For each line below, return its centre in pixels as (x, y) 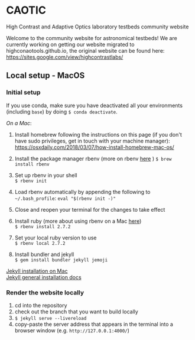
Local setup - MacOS (45, 75)
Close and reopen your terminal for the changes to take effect (90, 209)
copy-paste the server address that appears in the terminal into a (94, 324)
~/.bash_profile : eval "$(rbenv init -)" (65, 198)
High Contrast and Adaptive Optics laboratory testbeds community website (97, 27)
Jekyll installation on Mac (37, 271)
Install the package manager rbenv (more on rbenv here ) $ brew (93, 158)
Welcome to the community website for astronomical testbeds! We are (92, 38)
